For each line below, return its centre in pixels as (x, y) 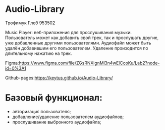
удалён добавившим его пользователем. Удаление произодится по (77, 48)
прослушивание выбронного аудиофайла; (57, 122)
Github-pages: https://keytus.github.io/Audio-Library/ (59, 78)
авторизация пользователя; (42, 111)
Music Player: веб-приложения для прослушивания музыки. (69, 32)
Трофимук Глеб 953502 (30, 23)
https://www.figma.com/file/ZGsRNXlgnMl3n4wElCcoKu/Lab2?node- (89, 63)
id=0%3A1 (16, 68)
